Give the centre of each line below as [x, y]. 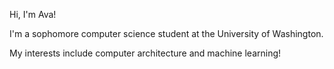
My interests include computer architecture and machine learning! [145, 53]
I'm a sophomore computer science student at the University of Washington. [166, 33]
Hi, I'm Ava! [33, 14]
